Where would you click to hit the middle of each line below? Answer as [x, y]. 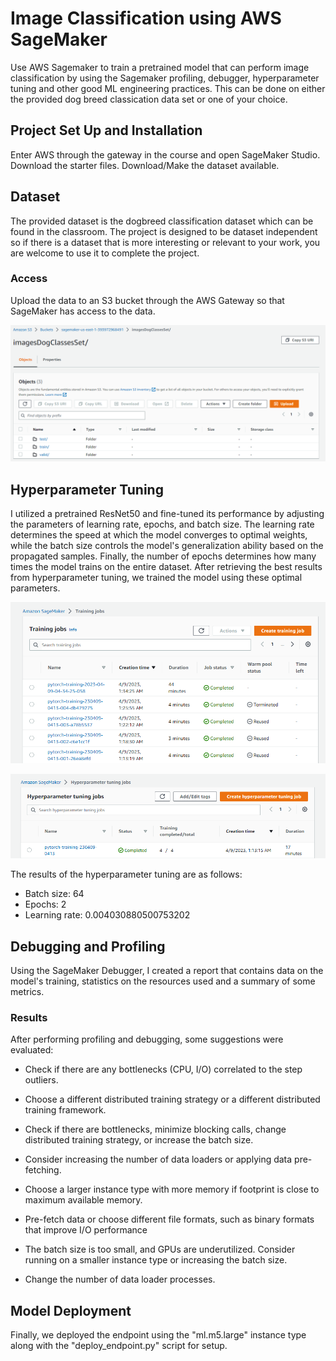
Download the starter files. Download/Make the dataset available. [145, 165]
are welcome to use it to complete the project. [105, 253]
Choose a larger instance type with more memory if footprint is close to [172, 1189]
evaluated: [32, 1050]
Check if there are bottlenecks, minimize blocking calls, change [155, 1129]
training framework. [65, 1110]
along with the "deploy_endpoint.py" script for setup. [119, 1346]
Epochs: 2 [45, 904]
